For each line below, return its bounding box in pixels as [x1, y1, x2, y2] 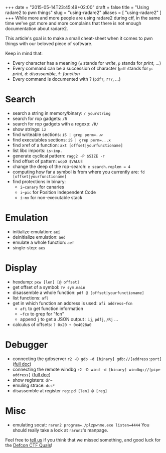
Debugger [5, 339, 48, 350]
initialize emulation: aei [12, 228, 61, 235]
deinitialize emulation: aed [12, 234, 66, 240]
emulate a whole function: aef [12, 239, 74, 245]
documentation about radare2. [5, 26, 68, 32]
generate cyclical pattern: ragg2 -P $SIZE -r [12, 153, 105, 159]
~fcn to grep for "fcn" [20, 311, 64, 317]
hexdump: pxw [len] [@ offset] [12, 278, 80, 285]
